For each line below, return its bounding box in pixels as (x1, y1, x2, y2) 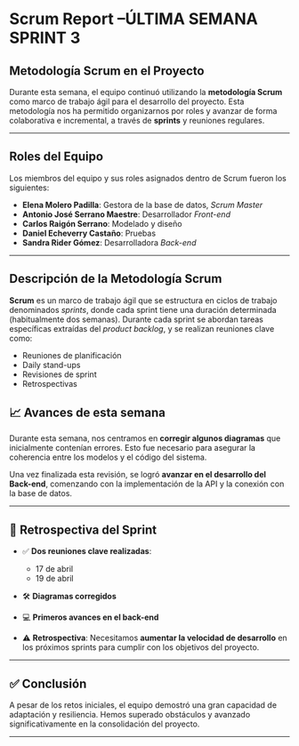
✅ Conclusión (9, 676, 87, 691)
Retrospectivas (21, 378, 77, 389)
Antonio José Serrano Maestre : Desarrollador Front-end (21, 209, 231, 220)
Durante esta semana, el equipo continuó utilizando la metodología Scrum (9, 87, 283, 97)
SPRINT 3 (9, 28, 81, 48)
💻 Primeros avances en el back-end (21, 612, 159, 622)
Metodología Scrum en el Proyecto (9, 63, 205, 78)
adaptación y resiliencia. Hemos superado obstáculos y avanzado (9, 710, 251, 720)
